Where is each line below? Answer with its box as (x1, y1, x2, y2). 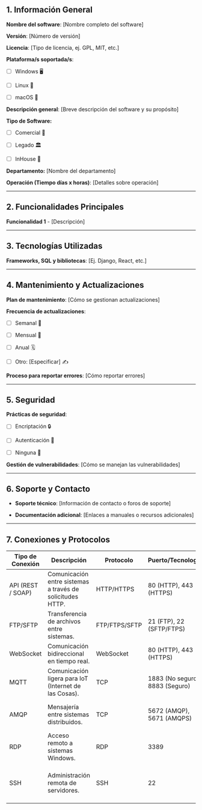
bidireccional (47, 650, 84, 658)
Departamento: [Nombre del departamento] (6, 168, 116, 175)
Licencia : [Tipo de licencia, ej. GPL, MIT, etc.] (6, 44, 120, 51)
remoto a (47, 739, 73, 748)
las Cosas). (47, 689, 79, 698)
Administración (47, 772, 90, 780)
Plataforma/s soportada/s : (6, 55, 74, 62)
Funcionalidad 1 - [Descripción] (6, 218, 85, 225)
